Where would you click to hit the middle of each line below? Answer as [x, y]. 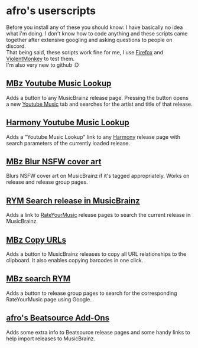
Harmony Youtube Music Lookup [68, 123]
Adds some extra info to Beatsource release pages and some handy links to [98, 332]
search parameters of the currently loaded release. [68, 143]
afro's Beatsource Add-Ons [58, 318]
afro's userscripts [51, 11]
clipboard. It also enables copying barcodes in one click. [75, 260]
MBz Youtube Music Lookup [59, 84]
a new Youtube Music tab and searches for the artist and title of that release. [100, 104]
